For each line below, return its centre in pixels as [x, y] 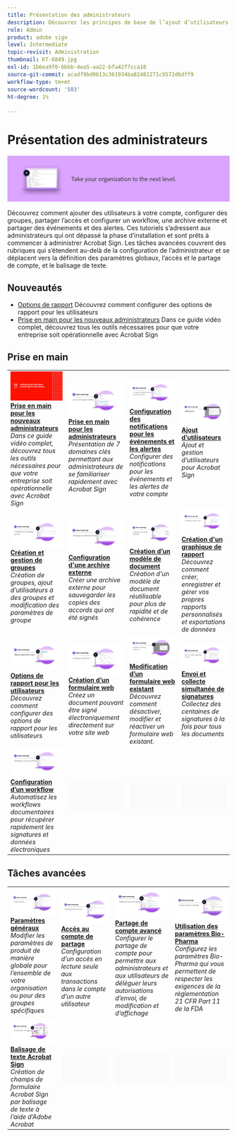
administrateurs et [142, 968]
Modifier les [28, 936]
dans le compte [84, 989]
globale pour [29, 965]
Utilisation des [196, 926]
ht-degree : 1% [28, 97]
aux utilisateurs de [142, 975]
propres [193, 599]
